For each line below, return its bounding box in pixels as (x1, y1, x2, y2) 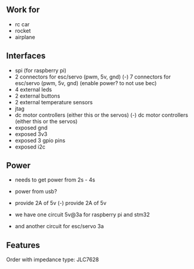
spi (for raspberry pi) (14, 67, 67, 74)
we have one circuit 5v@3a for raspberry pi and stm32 (14, 211, 150, 218)
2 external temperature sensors (14, 98, 93, 105)
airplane (14, 33, 35, 41)
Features (6, 240, 40, 250)
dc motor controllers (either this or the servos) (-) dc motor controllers (14, 111, 189, 119)
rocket (14, 27, 31, 34)
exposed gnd (14, 124, 48, 131)
